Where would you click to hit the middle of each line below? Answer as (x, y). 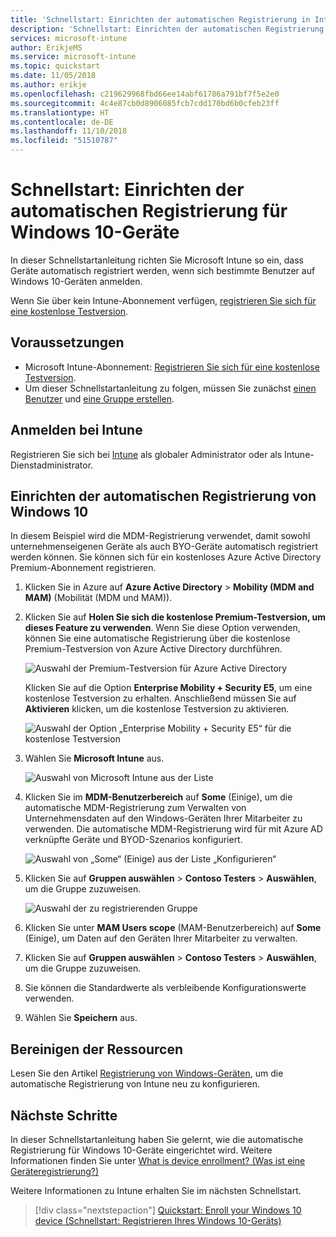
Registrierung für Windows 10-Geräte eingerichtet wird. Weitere (141, 1150)
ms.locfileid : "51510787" (64, 141)
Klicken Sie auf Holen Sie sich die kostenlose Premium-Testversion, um (175, 617)
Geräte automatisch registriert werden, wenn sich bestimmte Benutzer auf (163, 270)
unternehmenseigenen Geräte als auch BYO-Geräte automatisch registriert (164, 547)
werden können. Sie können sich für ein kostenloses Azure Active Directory (166, 557)
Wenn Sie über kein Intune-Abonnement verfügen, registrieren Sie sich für (163, 300)
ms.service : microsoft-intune (73, 57)
